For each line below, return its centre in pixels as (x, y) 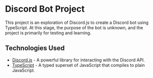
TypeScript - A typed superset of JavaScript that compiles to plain (78, 65)
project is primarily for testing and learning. (48, 33)
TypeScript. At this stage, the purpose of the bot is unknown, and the (74, 27)
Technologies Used (35, 48)
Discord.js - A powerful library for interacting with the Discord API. (78, 60)
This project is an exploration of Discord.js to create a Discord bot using (77, 22)
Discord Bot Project (45, 9)
